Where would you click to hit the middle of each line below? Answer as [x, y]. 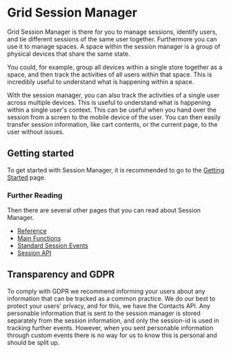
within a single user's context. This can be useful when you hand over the [112, 110]
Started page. [27, 177]
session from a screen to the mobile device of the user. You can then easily [114, 117]
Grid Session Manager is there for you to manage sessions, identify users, [112, 32]
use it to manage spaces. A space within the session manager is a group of [114, 46]
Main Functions [39, 239]
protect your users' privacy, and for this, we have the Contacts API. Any [109, 305]
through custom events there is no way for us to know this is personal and [112, 335]
